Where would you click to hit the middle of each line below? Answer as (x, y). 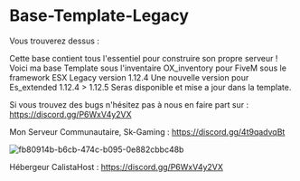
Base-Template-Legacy (99, 16)
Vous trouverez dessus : (54, 41)
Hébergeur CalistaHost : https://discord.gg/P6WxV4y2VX (117, 167)
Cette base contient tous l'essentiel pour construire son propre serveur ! (144, 58)
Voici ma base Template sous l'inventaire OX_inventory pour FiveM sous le (148, 68)
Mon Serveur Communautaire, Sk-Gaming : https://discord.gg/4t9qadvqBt (147, 131)
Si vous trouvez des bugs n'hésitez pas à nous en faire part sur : (129, 104)
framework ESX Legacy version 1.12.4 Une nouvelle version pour (129, 77)
